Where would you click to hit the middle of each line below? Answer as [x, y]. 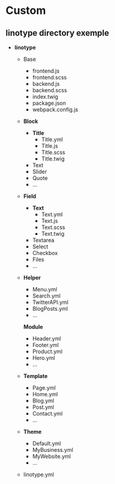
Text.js [50, 221]
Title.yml [52, 139]
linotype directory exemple [57, 33]
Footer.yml [45, 345]
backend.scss [50, 90]
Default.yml [47, 443]
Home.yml [45, 394]
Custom [26, 11]
